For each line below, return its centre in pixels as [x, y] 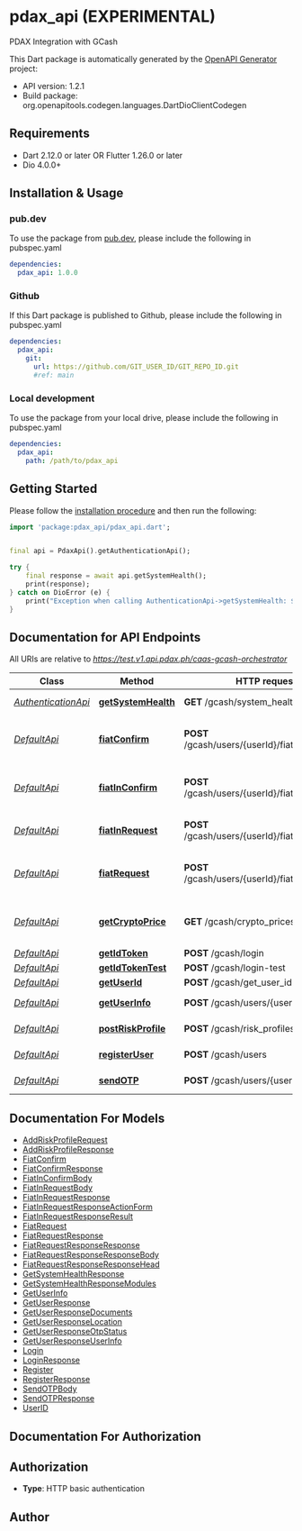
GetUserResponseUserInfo [72, 1341]
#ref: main [53, 375]
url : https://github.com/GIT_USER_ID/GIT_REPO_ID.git [136, 367]
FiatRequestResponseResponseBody [91, 1255]
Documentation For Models [87, 1118]
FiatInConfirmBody [57, 1179]
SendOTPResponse [58, 1399]
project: [24, 68]
